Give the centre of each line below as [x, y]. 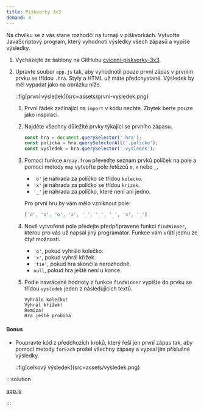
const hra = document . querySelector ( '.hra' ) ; [83, 138]
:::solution [19, 379]
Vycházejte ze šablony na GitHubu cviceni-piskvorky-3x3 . [88, 60]
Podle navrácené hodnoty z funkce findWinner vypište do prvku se [108, 282]
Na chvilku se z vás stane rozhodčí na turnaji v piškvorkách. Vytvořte [93, 35]
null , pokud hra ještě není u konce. [77, 270]
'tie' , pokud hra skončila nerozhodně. [82, 264]
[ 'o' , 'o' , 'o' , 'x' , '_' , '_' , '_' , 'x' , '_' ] [86, 215]
